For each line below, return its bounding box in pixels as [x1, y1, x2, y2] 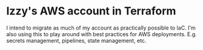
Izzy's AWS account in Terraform [6, 4, 176, 18]
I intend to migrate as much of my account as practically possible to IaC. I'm [6, 24, 196, 31]
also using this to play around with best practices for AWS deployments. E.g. [6, 30, 197, 37]
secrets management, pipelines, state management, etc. [6, 37, 147, 44]
